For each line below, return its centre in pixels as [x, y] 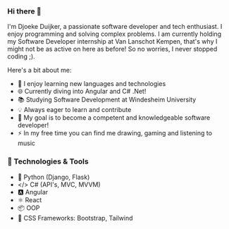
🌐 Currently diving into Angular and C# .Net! [82, 92]
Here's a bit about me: [39, 70]
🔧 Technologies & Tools [48, 161]
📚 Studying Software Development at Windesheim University [107, 100]
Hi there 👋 [25, 11]
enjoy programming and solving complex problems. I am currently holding [114, 34]
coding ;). [21, 56]
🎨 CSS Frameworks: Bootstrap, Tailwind [75, 218]
